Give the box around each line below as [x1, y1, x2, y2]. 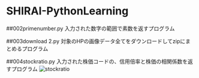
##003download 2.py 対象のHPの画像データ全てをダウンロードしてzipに [6, 37, 186, 44]
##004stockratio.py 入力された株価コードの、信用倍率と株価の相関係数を [6, 58, 188, 65]
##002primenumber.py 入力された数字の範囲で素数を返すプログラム [6, 25, 175, 32]
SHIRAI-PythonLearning [6, 4, 129, 18]
